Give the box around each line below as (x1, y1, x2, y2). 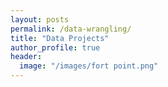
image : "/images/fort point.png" (19, 61, 159, 71)
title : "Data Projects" (10, 33, 110, 43)
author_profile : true (10, 42, 101, 53)
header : (10, 52, 43, 62)
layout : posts (10, 14, 70, 25)
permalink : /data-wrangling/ (10, 24, 132, 34)
